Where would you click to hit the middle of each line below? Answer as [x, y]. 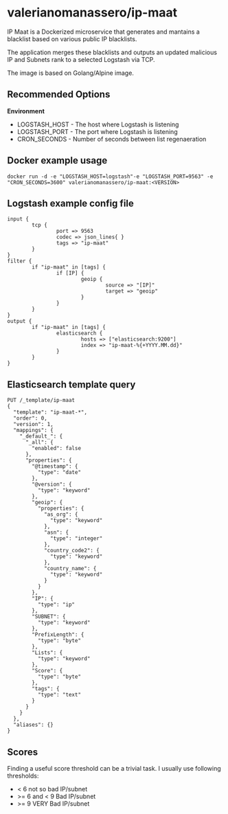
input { [18, 219]
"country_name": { [70, 569]
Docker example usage [57, 160]
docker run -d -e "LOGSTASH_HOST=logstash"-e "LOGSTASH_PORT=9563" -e [110, 177]
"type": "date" [59, 473]
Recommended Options [59, 94]
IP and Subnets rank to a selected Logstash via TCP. [81, 59]
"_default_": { [41, 437]
